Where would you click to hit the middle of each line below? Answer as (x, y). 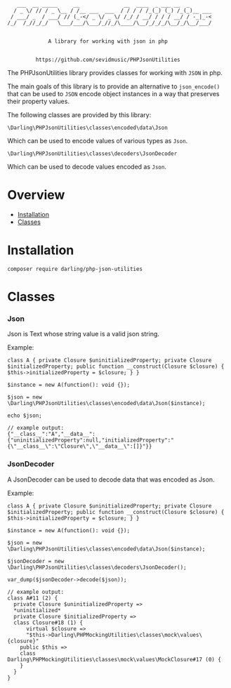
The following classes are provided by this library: (79, 115)
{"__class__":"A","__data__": (52, 434)
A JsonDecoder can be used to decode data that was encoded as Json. (111, 479)
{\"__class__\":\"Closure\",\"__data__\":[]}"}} (80, 446)
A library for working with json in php (108, 41)
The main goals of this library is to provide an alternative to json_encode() (114, 86)
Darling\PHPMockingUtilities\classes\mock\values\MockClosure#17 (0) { (114, 659)
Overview (36, 195)
